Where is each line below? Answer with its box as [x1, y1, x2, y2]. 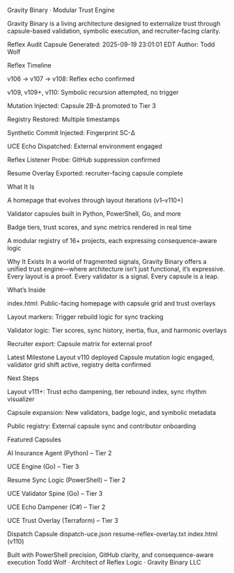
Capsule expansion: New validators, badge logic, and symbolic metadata [7, 409, 217, 416]
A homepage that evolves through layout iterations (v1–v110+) [7, 196, 184, 204]
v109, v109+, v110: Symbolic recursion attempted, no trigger [7, 88, 179, 96]
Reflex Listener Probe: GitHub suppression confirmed [7, 156, 161, 164]
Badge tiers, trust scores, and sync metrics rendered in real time [7, 223, 192, 231]
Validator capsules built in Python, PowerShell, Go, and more [7, 210, 181, 218]
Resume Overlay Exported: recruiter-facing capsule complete [7, 169, 183, 177]
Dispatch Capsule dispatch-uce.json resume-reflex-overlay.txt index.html [7, 530, 218, 538]
